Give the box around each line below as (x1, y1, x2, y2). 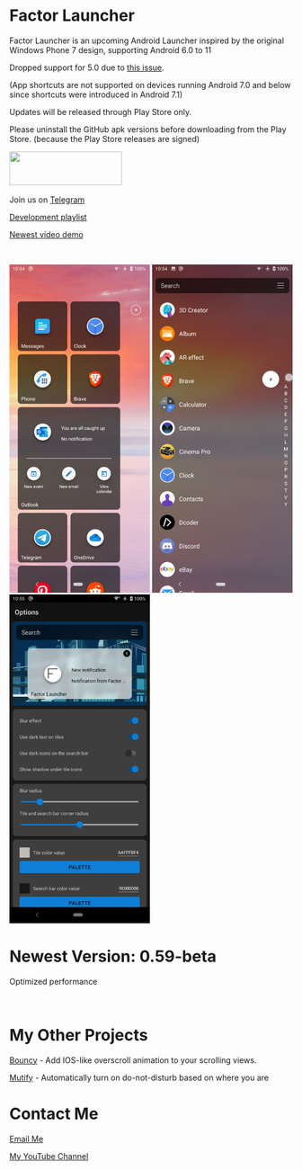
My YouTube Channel (9, 1150, 89, 1161)
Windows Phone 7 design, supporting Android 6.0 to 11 (9, 44, 212, 55)
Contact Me (9, 1103, 99, 1124)
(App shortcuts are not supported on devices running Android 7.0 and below (9, 79, 291, 90)
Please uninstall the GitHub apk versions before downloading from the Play (9, 123, 287, 135)
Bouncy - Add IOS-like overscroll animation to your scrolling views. (9, 1054, 257, 1066)
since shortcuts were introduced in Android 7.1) (9, 89, 183, 100)
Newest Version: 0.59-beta (9, 946, 218, 967)
